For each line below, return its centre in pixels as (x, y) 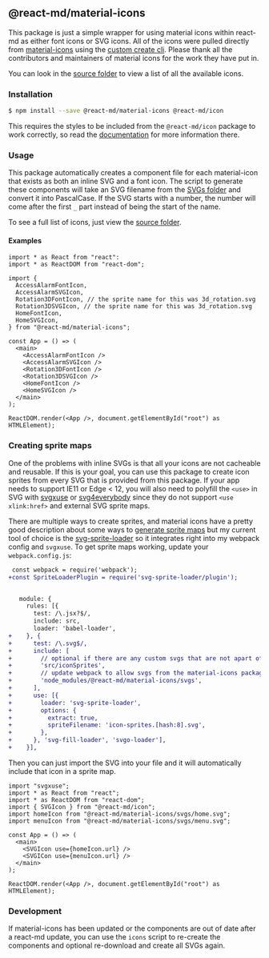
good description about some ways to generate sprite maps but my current (132, 529)
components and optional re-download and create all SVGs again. (117, 946)
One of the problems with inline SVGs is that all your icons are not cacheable (134, 463)
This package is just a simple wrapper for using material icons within (121, 32)
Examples (25, 240)
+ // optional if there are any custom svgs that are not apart (130, 658)
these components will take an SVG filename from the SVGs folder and (125, 190)
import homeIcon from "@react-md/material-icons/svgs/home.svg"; (119, 814)
